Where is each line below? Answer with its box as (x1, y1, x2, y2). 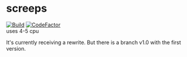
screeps (6, 2, 47, 15)
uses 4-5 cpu (6, 27, 39, 34)
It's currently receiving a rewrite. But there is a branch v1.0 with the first (6, 39, 181, 46)
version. (6, 45, 26, 52)
